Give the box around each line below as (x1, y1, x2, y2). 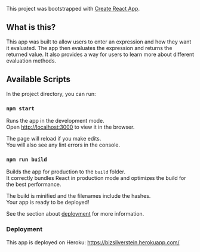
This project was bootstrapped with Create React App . (6, 5, 140, 12)
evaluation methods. (6, 57, 57, 64)
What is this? (6, 22, 56, 32)
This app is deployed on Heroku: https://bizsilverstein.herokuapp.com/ (6, 238, 180, 246)
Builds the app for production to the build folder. (6, 168, 126, 175)
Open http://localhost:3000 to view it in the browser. (6, 123, 135, 130)
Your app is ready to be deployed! (6, 199, 90, 206)
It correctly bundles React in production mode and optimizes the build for (6, 175, 186, 182)
